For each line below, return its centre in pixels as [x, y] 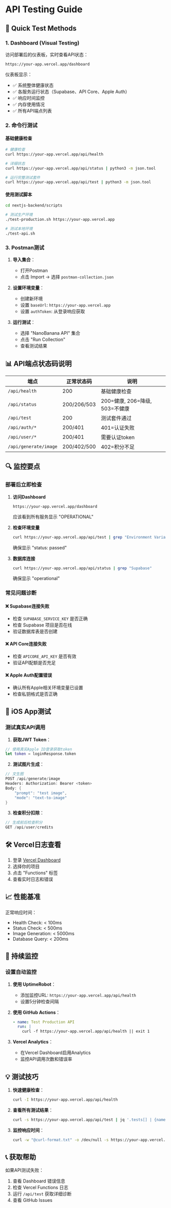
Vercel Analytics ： [33, 1042]
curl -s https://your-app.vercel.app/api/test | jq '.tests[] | [82, 1120]
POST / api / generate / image [33, 779]
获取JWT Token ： [32, 739]
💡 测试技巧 [22, 1077]
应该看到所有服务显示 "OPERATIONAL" [53, 517]
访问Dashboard [29, 497]
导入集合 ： [24, 260]
